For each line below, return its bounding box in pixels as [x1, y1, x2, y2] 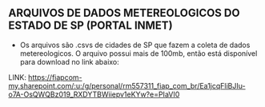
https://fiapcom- [27, 72, 82, 82]
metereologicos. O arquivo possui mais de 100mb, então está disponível [19, 48, 258, 58]
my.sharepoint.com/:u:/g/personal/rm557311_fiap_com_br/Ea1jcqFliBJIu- [8, 81, 246, 90]
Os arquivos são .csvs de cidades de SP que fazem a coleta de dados [19, 40, 251, 50]
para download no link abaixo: [19, 57, 120, 66]
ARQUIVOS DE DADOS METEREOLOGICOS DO [8, 6, 240, 20]
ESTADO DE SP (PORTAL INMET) [8, 19, 174, 33]
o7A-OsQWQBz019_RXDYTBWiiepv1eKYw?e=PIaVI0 [8, 89, 180, 99]
